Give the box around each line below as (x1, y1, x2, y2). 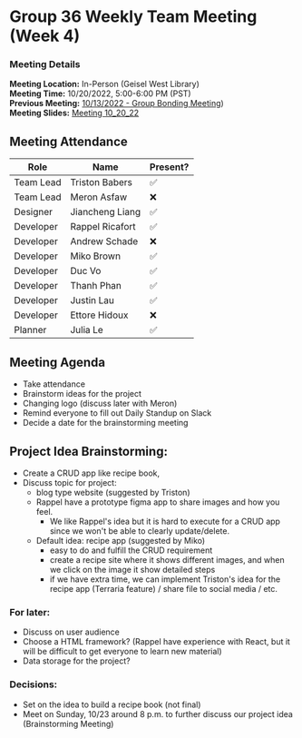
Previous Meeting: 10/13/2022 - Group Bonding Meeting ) (9, 98, 224, 109)
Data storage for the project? (22, 655, 131, 666)
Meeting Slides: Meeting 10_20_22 (9, 107, 140, 119)
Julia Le (70, 324, 104, 337)
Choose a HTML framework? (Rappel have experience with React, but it (22, 636, 290, 647)
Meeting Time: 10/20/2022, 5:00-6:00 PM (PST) (9, 88, 192, 99)
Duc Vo (70, 265, 102, 278)
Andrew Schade (70, 235, 139, 248)
